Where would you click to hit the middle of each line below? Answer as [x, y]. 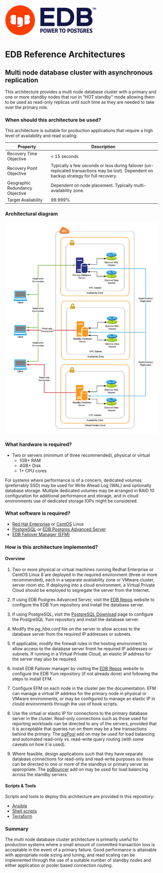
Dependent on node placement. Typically [92, 185]
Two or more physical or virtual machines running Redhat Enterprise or [83, 569]
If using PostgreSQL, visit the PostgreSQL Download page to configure [83, 614]
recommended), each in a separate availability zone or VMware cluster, [83, 580]
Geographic [19, 183]
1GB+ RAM [30, 460]
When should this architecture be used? [53, 120]
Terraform [22, 816]
